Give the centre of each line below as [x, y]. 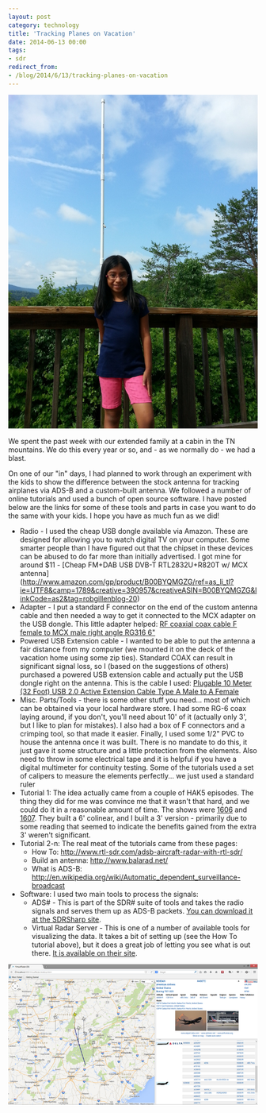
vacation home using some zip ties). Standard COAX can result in [126, 657]
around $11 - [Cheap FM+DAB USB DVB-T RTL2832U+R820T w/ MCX [133, 565]
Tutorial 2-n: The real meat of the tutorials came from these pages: [128, 843]
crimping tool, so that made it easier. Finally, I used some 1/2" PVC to [132, 733]
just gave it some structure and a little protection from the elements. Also [138, 750]
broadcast [48, 885]
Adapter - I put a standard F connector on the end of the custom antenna [139, 607]
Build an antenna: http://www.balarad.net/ [100, 860]
